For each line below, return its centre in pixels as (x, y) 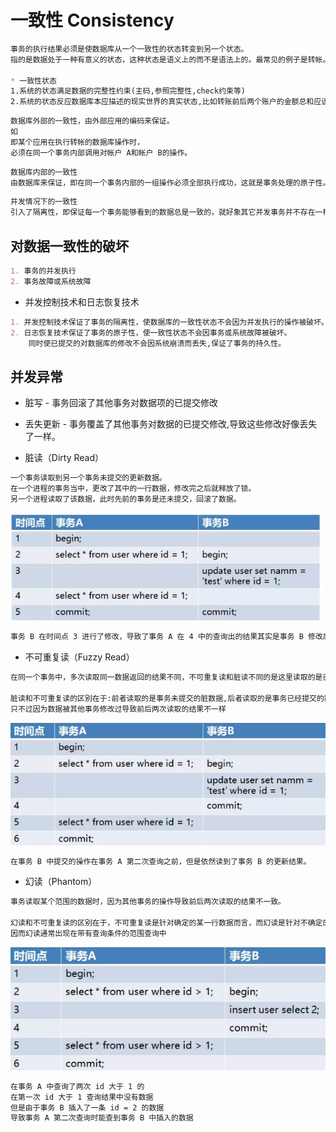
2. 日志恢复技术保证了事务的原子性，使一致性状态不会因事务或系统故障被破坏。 (151, 332)
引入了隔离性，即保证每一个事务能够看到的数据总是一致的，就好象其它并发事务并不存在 (163, 212)
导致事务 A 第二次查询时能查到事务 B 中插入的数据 (102, 1118)
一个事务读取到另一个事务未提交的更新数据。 (88, 478)
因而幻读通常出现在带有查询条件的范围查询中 (88, 934)
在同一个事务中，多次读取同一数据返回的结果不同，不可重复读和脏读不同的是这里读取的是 (166, 677)
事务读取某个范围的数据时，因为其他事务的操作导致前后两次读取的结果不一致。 (148, 902)
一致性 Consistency (92, 20)
